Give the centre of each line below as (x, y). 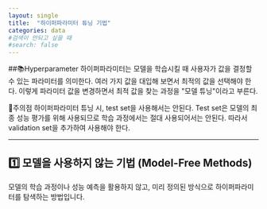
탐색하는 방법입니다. (54, 196)
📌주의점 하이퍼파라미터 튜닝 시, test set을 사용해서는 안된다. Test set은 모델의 (129, 108)
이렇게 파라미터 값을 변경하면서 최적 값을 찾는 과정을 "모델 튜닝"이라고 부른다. (138, 91)
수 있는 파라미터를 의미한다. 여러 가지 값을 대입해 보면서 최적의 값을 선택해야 (126, 81)
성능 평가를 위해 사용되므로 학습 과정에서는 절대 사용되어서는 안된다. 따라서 (132, 118)
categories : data (37, 30)
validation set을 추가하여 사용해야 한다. (70, 128)
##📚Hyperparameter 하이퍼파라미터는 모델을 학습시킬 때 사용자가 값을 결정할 (130, 69)
